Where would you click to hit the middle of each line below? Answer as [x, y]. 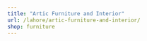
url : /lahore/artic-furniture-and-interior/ [74, 20]
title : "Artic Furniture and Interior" [66, 14]
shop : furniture [31, 26]
